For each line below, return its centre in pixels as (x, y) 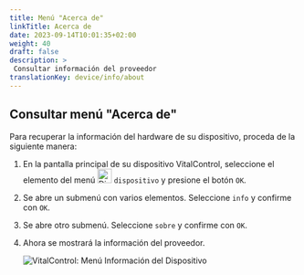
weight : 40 (30, 43)
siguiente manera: (43, 146)
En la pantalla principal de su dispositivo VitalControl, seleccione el (148, 164)
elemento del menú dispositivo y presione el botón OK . (134, 180)
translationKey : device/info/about (77, 78)
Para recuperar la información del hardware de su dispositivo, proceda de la (152, 136)
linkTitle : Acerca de (51, 26)
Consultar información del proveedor (85, 69)
